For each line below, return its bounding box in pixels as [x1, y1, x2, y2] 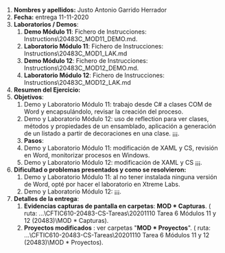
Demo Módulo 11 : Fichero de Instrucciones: [23, 27, 147, 36]
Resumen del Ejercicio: [13, 85, 81, 94]
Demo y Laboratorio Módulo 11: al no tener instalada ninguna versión [23, 173, 217, 181]
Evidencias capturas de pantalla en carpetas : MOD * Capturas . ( [23, 202, 211, 210]
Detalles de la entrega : [13, 195, 80, 202]
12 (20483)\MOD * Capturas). [23, 217, 109, 224]
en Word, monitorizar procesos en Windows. [23, 151, 150, 159]
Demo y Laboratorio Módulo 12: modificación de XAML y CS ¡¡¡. [23, 159, 202, 166]
